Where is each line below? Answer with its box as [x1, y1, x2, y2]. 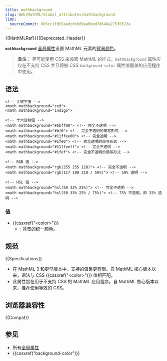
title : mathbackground [5, 7, 52, 13]
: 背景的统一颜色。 [19, 226, 58, 232]
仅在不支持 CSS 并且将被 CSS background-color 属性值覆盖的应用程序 [17, 62, 161, 68]
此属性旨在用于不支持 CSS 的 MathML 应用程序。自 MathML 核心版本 [12, 279, 155, 285]
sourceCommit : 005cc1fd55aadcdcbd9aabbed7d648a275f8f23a [9, 21, 131, 27]
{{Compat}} [5, 314, 29, 320]
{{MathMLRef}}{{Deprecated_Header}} [5, 35, 86, 41]
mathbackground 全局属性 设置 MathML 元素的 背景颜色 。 [5, 46, 118, 52]
